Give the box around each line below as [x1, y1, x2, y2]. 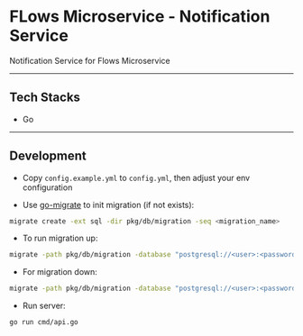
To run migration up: [22, 232, 98, 244]
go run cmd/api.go [9, 318, 78, 327]
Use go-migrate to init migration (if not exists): [22, 199, 195, 210]
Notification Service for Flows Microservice [9, 55, 170, 66]
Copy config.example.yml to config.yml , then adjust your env [22, 172, 251, 183]
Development [9, 149, 87, 164]
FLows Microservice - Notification [9, 6, 271, 27]
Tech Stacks [9, 90, 81, 105]
